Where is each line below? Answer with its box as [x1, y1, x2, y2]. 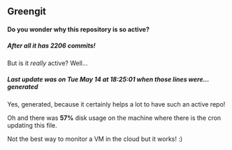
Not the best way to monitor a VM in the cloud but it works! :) [7, 135, 183, 143]
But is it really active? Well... [7, 59, 88, 67]
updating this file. [7, 121, 57, 129]
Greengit [7, 6, 47, 18]
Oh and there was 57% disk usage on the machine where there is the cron [7, 114, 222, 122]
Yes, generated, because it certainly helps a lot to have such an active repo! [7, 100, 226, 108]
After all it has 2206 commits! [7, 41, 96, 50]
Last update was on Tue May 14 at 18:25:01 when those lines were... [7, 75, 210, 83]
